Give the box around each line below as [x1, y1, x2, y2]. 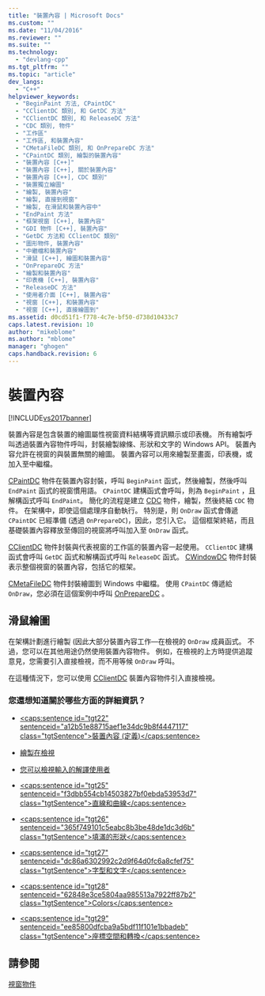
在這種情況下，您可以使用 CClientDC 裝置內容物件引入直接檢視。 [8, 673, 220, 683]
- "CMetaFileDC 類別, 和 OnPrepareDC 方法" [15, 144, 155, 152]
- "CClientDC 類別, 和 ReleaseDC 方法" [15, 115, 141, 123]
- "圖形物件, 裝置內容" [15, 240, 85, 248]
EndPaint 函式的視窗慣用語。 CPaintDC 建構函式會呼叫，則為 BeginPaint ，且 [8, 486, 256, 495]
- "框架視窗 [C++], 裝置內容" [15, 218, 105, 225]
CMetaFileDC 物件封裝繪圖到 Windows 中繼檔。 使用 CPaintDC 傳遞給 [8, 578, 233, 588]
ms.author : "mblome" [8, 335, 77, 343]
